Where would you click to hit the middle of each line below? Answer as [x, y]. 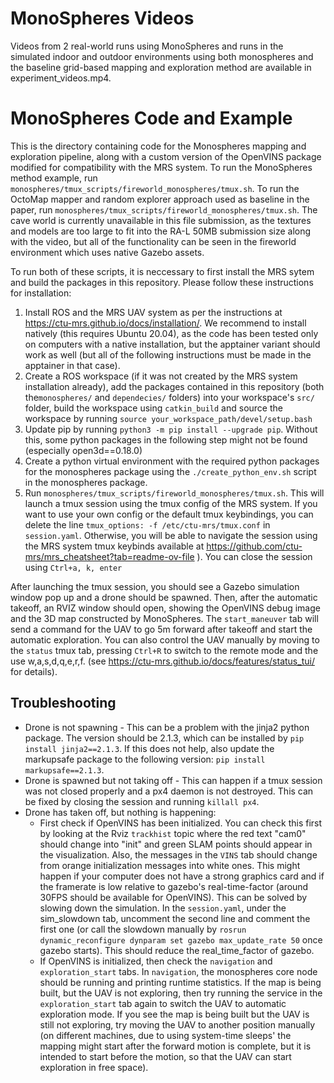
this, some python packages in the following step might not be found [166, 439]
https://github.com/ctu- [254, 546]
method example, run [54, 178]
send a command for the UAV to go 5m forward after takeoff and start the [161, 629]
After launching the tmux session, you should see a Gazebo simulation [155, 586]
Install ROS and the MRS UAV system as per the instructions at [153, 312]
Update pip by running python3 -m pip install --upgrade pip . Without [171, 429]
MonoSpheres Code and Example [151, 118]
